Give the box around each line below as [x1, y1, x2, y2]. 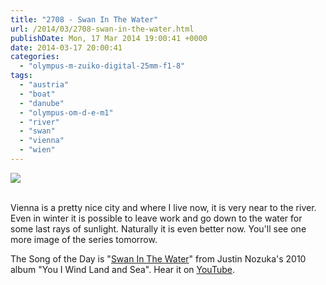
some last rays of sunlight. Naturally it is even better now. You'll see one [10, 222, 307, 235]
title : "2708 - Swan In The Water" [10, 14, 159, 25]
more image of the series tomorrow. [10, 233, 158, 245]
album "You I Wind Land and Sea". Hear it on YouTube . [10, 263, 235, 275]
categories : [10, 52, 60, 62]
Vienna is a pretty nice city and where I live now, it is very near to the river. [10, 201, 317, 213]
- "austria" [19, 80, 70, 90]
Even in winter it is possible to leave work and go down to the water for [10, 212, 303, 224]
